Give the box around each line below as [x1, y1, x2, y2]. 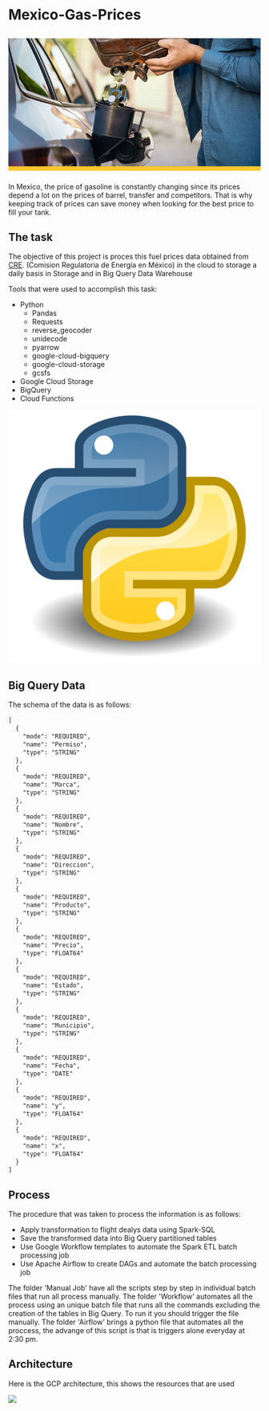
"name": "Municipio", [22, 1022, 94, 1030]
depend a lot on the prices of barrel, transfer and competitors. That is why [8, 190, 253, 200]
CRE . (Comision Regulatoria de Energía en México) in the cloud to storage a [8, 260, 258, 270]
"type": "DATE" [22, 1070, 74, 1078]
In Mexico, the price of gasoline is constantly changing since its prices [8, 181, 240, 191]
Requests [31, 317, 63, 327]
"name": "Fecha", [22, 1062, 81, 1070]
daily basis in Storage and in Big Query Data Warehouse [8, 269, 193, 279]
